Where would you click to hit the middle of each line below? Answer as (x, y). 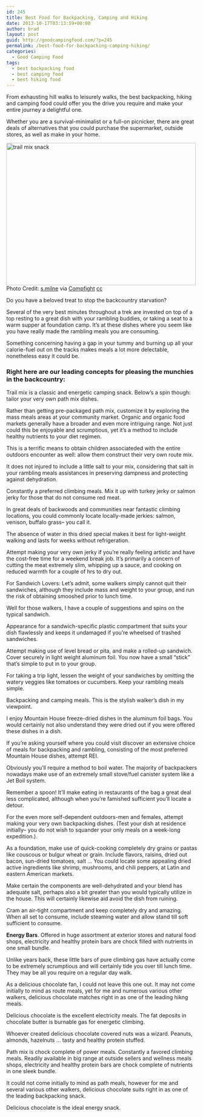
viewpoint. (19, 707)
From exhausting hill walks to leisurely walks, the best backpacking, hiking (99, 97)
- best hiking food (36, 80)
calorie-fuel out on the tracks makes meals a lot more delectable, (88, 350)
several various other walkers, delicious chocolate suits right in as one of (97, 1090)
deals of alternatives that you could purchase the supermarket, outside (95, 128)
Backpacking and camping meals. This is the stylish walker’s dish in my (95, 700)
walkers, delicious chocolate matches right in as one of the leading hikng (97, 997)
